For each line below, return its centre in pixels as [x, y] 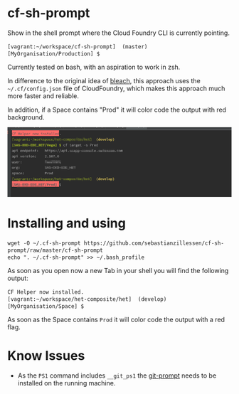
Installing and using [67, 224]
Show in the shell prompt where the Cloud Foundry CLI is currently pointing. [118, 33]
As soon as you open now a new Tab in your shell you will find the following [118, 270]
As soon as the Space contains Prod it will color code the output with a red [116, 319]
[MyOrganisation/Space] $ [46, 306]
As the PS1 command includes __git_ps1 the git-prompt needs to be [117, 376]
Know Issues [46, 356]
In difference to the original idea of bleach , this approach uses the [104, 80]
